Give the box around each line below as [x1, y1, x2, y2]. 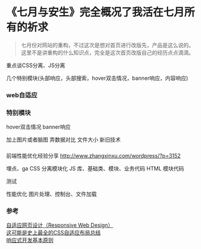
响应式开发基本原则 [6, 236, 54, 244]
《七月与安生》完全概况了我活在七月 [6, 5, 185, 19]
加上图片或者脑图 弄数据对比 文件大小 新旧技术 [6, 136, 121, 143]
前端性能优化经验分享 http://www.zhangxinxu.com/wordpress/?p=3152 [6, 152, 181, 160]
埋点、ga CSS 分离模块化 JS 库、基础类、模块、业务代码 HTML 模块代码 [6, 165, 184, 172]
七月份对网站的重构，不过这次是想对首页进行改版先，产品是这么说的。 [20, 41, 194, 49]
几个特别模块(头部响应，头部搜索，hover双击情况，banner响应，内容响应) [6, 74, 188, 82]
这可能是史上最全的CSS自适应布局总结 [6, 229, 101, 236]
